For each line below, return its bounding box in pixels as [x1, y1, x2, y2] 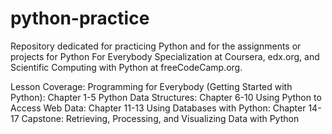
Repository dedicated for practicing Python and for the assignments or [10, 40, 302, 52]
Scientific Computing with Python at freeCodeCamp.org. [10, 61, 243, 73]
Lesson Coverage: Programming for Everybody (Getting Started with [10, 80, 293, 92]
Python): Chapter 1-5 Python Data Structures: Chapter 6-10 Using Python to [10, 91, 322, 103]
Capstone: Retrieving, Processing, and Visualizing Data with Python [21, 112, 300, 124]
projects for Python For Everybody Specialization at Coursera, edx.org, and [10, 50, 320, 62]
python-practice [10, 7, 150, 30]
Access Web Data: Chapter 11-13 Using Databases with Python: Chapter [10, 102, 307, 114]
